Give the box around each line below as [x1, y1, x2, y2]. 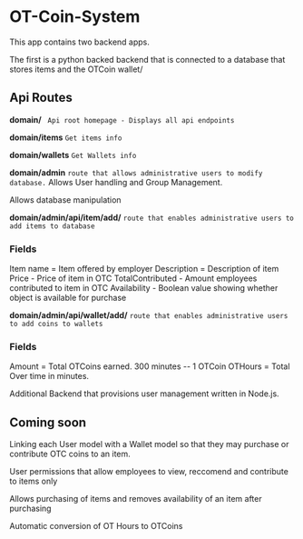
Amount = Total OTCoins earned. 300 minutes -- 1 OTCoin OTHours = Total [9, 361, 290, 372]
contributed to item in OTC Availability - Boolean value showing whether [9, 283, 279, 294]
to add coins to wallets [9, 320, 103, 329]
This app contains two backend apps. [9, 36, 150, 47]
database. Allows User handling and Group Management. [9, 176, 223, 187]
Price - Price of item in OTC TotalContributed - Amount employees [9, 273, 258, 284]
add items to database [9, 221, 95, 231]
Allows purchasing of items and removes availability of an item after [9, 494, 262, 504]
